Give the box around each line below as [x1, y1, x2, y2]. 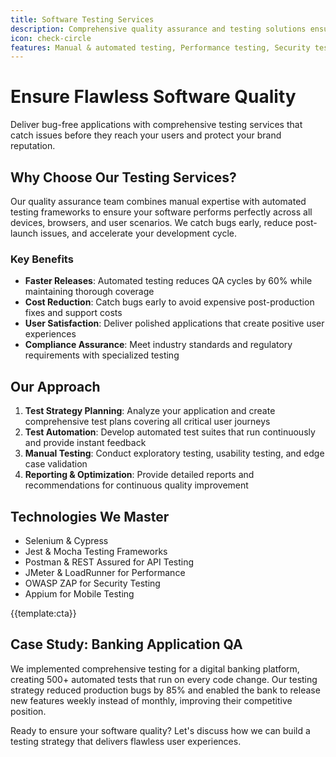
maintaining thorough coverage [24, 286, 155, 298]
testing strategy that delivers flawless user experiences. [10, 735, 242, 747]
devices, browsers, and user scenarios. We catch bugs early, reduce [10, 217, 293, 228]
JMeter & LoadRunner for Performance [24, 566, 186, 578]
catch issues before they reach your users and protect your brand [10, 129, 282, 141]
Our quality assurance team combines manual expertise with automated [10, 196, 307, 207]
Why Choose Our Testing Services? [10, 169, 237, 186]
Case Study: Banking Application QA [10, 636, 243, 653]
